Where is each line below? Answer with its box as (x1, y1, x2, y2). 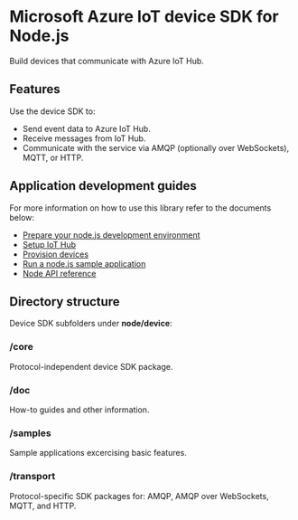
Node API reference (22, 268, 97, 279)
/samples (9, 427, 51, 440)
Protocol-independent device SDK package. (9, 361, 173, 372)
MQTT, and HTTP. (9, 500, 77, 511)
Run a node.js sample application (22, 258, 146, 269)
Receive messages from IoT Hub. (22, 133, 146, 144)
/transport (9, 470, 56, 483)
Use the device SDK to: (9, 106, 96, 117)
